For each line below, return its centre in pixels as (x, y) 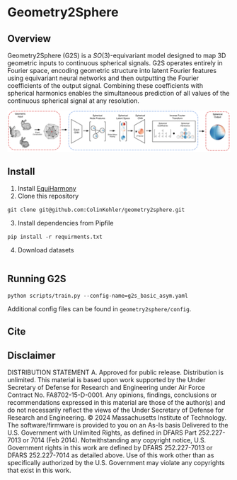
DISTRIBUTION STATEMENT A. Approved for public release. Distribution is (116, 372)
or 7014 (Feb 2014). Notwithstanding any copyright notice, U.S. (114, 440)
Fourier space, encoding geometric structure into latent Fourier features (112, 71)
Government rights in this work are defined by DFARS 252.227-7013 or (110, 448)
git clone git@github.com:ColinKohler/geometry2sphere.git (96, 210)
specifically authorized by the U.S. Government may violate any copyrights (116, 463)
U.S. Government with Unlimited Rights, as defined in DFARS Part (102, 432)
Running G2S (37, 278)
